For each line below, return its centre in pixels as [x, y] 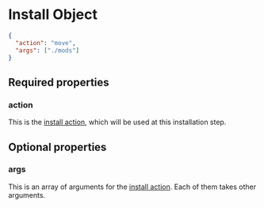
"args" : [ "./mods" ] [48, 50]
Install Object [53, 15]
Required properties [59, 82]
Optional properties [57, 147]
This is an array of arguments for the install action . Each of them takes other [132, 187]
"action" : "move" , [46, 43]
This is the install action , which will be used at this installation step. [117, 122]
